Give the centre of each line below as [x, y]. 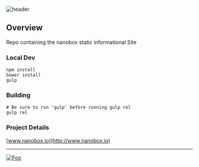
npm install [21, 70]
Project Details [28, 128]
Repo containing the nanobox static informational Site [71, 42]
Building [18, 95]
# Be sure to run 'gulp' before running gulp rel [69, 108]
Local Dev [21, 58]
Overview [25, 28]
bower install [24, 75]
